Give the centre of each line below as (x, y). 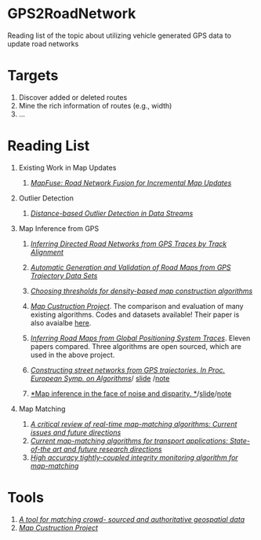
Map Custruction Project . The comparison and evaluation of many (137, 306)
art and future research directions (107, 449)
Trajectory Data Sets (64, 275)
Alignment (47, 252)
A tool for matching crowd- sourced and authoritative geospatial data (131, 519)
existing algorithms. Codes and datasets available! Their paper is (135, 314)
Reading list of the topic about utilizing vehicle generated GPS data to (120, 35)
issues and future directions (76, 432)
